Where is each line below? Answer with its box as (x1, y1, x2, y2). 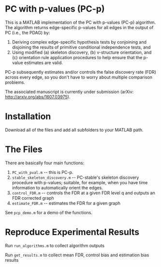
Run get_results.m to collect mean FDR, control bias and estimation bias (5, 252, 149, 258)
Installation (5, 111, 51, 122)
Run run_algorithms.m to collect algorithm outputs (5, 242, 105, 248)
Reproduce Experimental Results (5, 227, 139, 237)
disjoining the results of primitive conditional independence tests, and (12, 44, 151, 50)
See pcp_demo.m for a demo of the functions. (5, 209, 93, 215)
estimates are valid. (24, 60, 63, 65)
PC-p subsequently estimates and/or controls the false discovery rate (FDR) (5, 69, 156, 75)
